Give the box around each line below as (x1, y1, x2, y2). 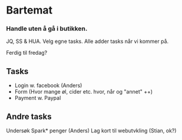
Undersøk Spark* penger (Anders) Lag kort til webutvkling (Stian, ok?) (6, 127, 177, 134)
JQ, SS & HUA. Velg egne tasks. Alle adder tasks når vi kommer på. (6, 38, 169, 45)
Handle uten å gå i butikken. (6, 25, 88, 33)
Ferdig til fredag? (6, 49, 48, 56)
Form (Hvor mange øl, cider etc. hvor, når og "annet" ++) (14, 88, 153, 95)
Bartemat (6, 4, 53, 17)
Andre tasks (6, 111, 52, 121)
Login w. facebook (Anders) (14, 82, 82, 89)
